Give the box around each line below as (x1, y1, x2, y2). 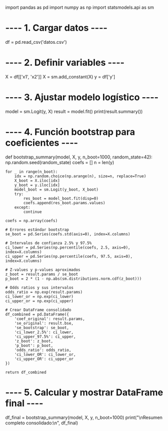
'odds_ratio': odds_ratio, (14, 347, 72, 353)
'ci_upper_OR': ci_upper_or (14, 356, 74, 361)
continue (23, 209, 42, 214)
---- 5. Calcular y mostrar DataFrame (5, 387, 163, 398)
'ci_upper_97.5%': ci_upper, (14, 334, 76, 339)
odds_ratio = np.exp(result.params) (5, 289, 83, 294)
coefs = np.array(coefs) (5, 218, 58, 223)
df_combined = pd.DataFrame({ (5, 312, 70, 317)
